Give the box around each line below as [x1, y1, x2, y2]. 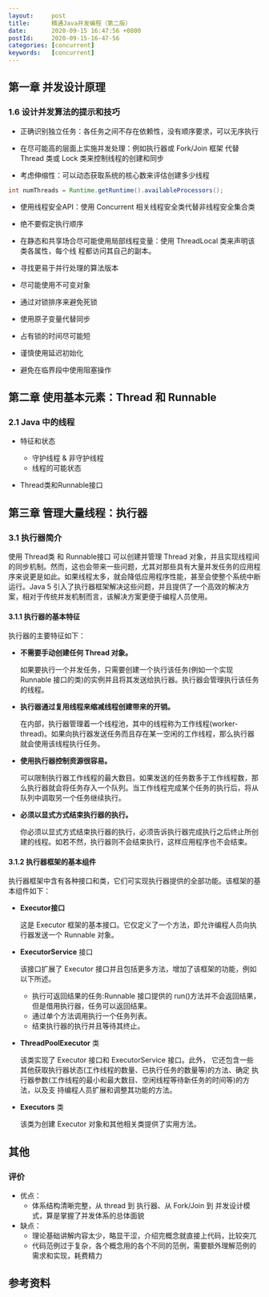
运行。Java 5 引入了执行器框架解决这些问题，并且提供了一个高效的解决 [8, 581, 243, 591]
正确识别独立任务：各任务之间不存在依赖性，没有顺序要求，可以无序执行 [19, 126, 259, 136]
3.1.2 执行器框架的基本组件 [8, 857, 96, 866]
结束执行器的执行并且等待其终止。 [31, 1022, 145, 1031]
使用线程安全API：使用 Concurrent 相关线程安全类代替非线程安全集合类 [19, 202, 255, 211]
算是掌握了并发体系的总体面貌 [46, 1211, 145, 1221]
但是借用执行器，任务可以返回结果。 [31, 1002, 152, 1011]
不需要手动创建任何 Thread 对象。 [19, 648, 133, 657]
